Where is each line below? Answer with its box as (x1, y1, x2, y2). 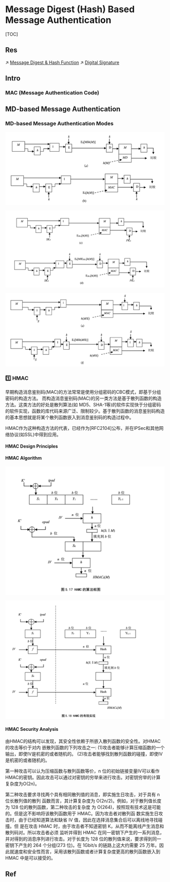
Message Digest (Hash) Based (5, 4, 135, 15)
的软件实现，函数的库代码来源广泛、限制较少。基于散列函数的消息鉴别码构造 (5, 408, 165, 414)
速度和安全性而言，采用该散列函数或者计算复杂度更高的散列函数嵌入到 (14, 849, 160, 855)
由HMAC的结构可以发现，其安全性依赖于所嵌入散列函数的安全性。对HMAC (5, 738, 161, 744)
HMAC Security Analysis (5, 726, 59, 732)
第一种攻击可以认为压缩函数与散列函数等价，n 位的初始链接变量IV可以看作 (5, 768, 160, 774)
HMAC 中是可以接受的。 (5, 855, 56, 861)
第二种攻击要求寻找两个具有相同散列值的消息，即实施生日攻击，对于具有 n (5, 791, 160, 797)
